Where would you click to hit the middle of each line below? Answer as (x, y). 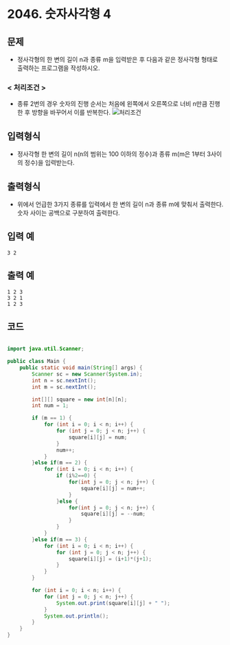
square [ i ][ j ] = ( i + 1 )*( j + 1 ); (110, 559)
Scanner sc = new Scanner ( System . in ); (87, 374)
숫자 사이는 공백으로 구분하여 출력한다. (68, 212)
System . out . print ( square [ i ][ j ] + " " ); (113, 603)
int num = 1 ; (50, 406)
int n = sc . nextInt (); (64, 380)
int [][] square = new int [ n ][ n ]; (80, 400)
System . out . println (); (76, 616)
